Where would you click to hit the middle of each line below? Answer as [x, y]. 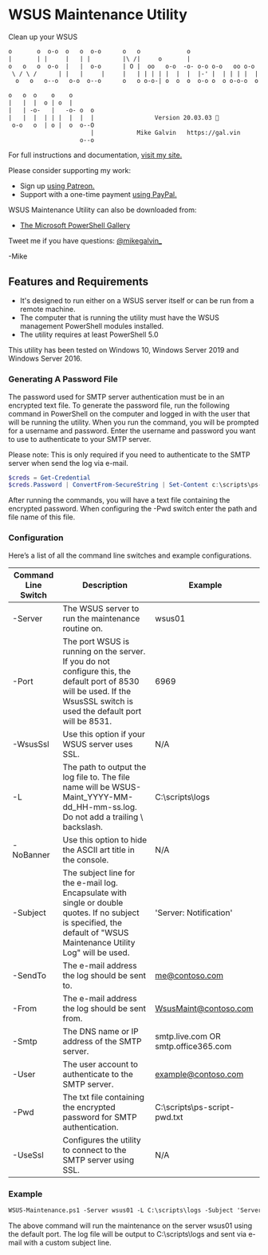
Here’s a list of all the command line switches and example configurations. [130, 555]
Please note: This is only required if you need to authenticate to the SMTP [129, 454]
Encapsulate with [95, 893]
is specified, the [92, 922]
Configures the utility [102, 1140]
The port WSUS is [96, 641]
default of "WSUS [96, 933]
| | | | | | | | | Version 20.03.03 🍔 [114, 117]
